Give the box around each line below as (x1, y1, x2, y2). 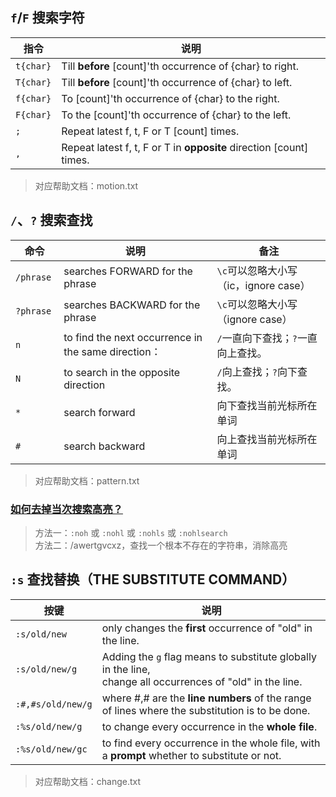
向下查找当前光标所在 (216, 398, 318, 412)
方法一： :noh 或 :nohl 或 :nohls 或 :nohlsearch (34, 526, 228, 538)
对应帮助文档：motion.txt (34, 179, 139, 192)
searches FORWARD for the (63, 264, 193, 278)
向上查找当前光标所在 (216, 432, 318, 446)
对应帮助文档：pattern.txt (34, 474, 140, 487)
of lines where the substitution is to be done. (101, 703, 311, 717)
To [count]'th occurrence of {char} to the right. (61, 91, 280, 105)
